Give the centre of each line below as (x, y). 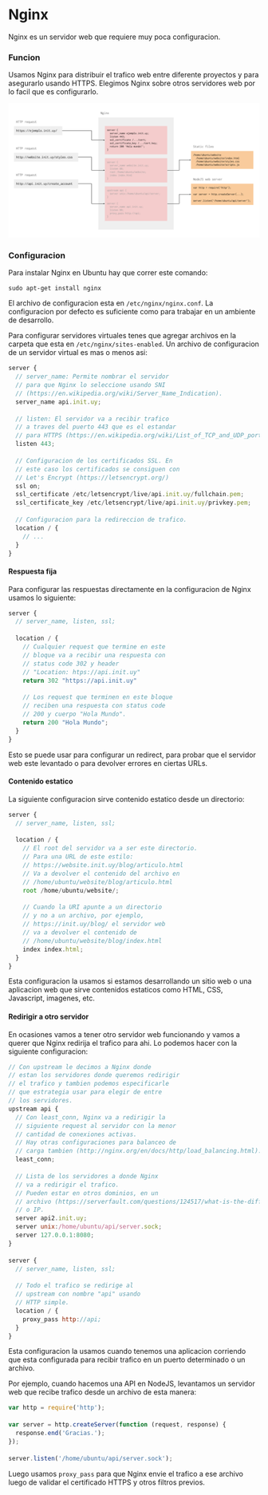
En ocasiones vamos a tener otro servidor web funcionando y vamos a (124, 1034)
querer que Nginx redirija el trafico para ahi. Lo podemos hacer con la (123, 1043)
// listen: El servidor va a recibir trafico (93, 419)
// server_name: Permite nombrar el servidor (93, 377)
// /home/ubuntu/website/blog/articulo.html (98, 882)
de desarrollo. (31, 320)
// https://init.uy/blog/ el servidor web (94, 924)
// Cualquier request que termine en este (94, 647)
